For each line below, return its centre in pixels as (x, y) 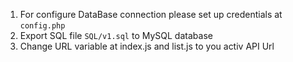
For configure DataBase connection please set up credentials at (151, 14)
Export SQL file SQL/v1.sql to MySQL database (116, 35)
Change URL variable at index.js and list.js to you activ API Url (147, 46)
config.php (42, 26)
